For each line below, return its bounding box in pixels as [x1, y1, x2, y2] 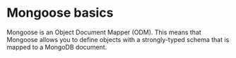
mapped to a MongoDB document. [6, 43, 107, 51]
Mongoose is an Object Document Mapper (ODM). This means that [6, 28, 202, 36]
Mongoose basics [6, 5, 114, 21]
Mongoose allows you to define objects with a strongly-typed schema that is [6, 35, 230, 43]
